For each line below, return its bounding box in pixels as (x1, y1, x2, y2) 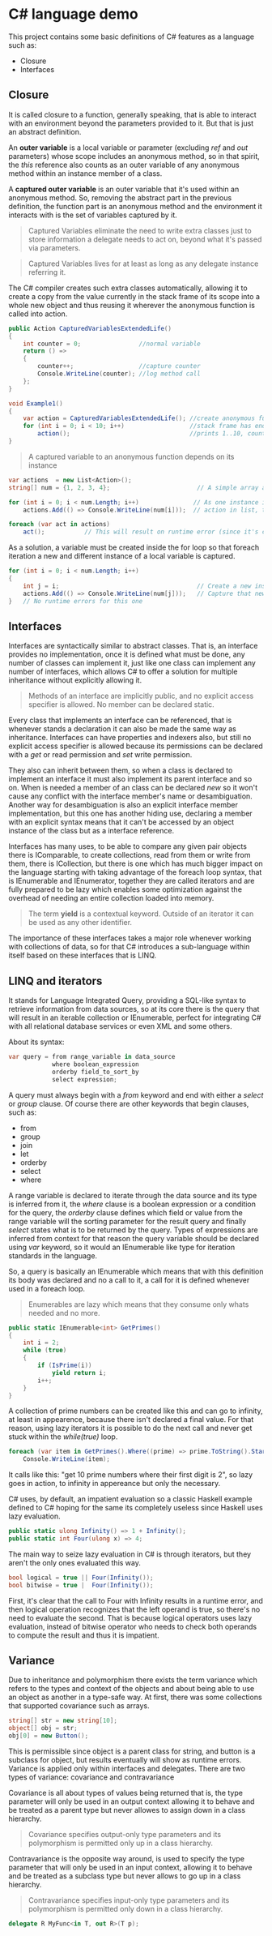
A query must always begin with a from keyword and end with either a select (8, 1090, 264, 1099)
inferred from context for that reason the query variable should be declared (8, 1233, 260, 1243)
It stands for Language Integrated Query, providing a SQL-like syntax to (8, 996, 247, 1005)
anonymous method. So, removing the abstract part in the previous (8, 192, 232, 203)
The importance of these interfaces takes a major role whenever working (8, 933, 252, 943)
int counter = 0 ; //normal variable (23, 340, 201, 348)
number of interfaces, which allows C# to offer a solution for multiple (8, 666, 238, 677)
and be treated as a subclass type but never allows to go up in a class (8, 1871, 241, 1881)
